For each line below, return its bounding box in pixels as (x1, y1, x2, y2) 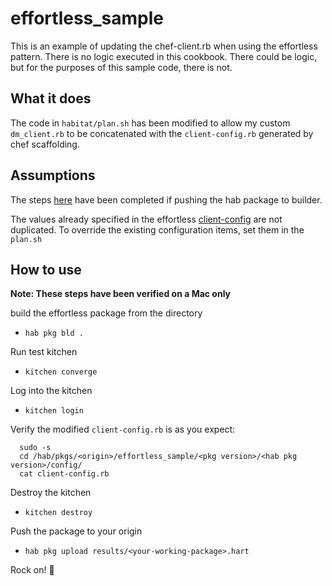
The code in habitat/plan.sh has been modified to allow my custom (10, 117, 291, 129)
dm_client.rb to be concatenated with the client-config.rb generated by (10, 127, 314, 139)
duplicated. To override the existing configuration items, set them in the (10, 223, 305, 236)
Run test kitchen (10, 346, 78, 358)
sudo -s (19, 443, 52, 453)
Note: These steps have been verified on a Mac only (10, 288, 232, 300)
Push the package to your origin (10, 525, 143, 537)
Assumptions (10, 167, 96, 184)
